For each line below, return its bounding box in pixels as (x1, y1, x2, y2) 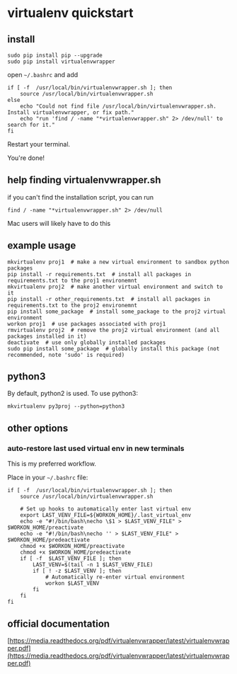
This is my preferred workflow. (7, 459, 97, 468)
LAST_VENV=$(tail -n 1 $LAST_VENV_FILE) (33, 561, 154, 569)
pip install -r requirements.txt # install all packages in (7, 270, 192, 278)
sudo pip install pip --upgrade (7, 52, 103, 59)
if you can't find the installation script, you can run (7, 193, 154, 201)
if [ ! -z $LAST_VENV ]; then (33, 568, 122, 575)
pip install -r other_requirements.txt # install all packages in (7, 295, 211, 302)
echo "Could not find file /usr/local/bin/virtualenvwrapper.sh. (20, 103, 217, 110)
